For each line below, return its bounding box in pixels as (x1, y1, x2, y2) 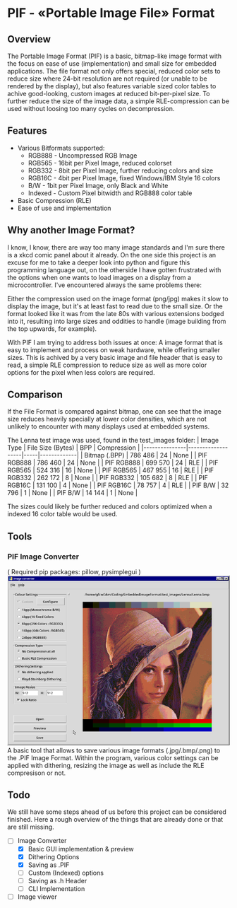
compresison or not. (7, 769, 66, 777)
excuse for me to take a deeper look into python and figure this (7, 258, 190, 267)
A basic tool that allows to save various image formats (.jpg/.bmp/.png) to (7, 746, 221, 755)
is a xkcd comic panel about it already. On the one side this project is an (7, 250, 217, 259)
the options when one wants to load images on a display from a (7, 273, 192, 281)
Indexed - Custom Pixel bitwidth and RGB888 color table (28, 189, 193, 197)
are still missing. (7, 822, 54, 832)
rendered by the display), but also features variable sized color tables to (7, 82, 217, 90)
